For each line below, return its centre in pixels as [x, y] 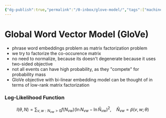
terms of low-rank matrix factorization [51, 85]
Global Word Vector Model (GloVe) [77, 34]
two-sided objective [32, 64]
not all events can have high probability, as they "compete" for [75, 69]
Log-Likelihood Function [35, 98]
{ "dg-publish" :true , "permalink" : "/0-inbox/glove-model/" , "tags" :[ [75, 10]
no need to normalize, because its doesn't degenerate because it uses [84, 59]
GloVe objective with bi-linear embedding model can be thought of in [82, 79]
